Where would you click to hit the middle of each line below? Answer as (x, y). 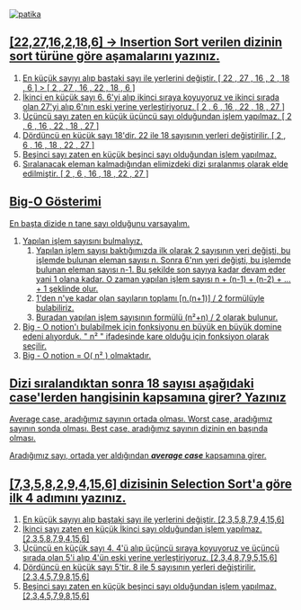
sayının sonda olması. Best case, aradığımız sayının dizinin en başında (138, 429)
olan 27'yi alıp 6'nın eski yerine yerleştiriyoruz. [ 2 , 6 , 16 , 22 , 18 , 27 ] (154, 106)
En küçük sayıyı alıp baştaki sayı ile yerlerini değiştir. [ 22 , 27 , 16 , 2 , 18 (156, 78)
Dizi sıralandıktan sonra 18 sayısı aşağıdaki (132, 384)
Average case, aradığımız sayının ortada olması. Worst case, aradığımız (141, 419)
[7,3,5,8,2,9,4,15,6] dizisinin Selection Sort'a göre (150, 484)
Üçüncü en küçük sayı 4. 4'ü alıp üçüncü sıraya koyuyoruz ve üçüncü (151, 548)
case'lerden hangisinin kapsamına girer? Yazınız (148, 398)
